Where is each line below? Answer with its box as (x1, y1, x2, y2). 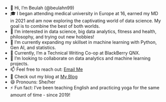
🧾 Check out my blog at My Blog (10, 74, 78, 79)
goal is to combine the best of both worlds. (10, 23, 100, 29)
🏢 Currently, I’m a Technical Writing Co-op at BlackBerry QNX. (10, 50, 141, 56)
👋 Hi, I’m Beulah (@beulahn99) (10, 5, 75, 11)
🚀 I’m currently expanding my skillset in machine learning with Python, (10, 39, 157, 45)
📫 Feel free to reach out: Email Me (10, 66, 83, 72)
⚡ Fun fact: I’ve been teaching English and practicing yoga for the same (10, 85, 160, 90)
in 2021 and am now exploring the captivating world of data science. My (10, 18, 161, 24)
